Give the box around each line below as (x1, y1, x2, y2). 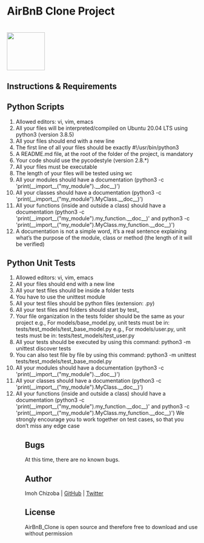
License (24, 507, 56, 518)
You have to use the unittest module (15, 293, 106, 301)
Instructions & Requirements (7, 81, 117, 92)
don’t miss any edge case (15, 422, 81, 430)
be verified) (15, 240, 45, 248)
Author (24, 473, 52, 484)
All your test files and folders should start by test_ (15, 306, 140, 314)
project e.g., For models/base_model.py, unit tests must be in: (15, 319, 170, 326)
